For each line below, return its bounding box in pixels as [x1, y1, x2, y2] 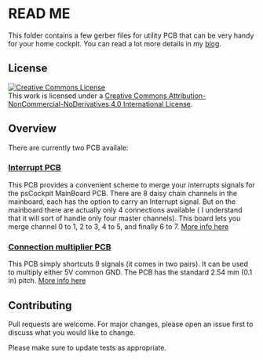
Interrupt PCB [8, 162, 61, 173]
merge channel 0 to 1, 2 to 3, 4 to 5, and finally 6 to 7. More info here [8, 221, 229, 231]
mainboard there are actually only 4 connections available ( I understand [8, 205, 243, 214]
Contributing [8, 299, 72, 312]
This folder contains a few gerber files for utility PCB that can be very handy [8, 31, 254, 40]
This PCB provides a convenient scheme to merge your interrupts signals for [8, 180, 255, 189]
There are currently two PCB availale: [8, 143, 129, 152]
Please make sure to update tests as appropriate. [8, 343, 167, 352]
